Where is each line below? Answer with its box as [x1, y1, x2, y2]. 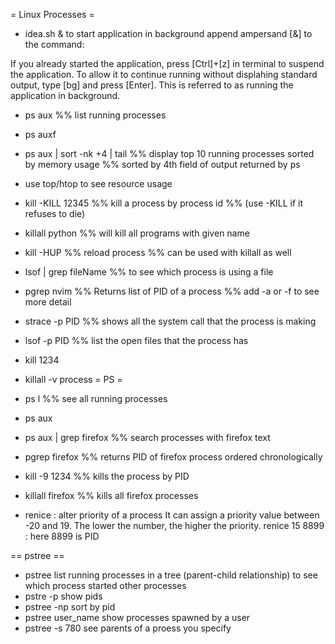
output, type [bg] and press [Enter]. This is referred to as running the [10, 79, 294, 91]
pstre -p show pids [24, 590, 103, 602]
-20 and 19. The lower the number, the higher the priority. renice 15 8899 [24, 520, 325, 531]
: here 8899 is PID [24, 530, 100, 542]
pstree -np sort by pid [24, 601, 116, 613]
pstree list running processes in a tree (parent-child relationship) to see [24, 569, 318, 581]
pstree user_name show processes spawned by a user [24, 612, 251, 623]
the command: [24, 39, 85, 50]
